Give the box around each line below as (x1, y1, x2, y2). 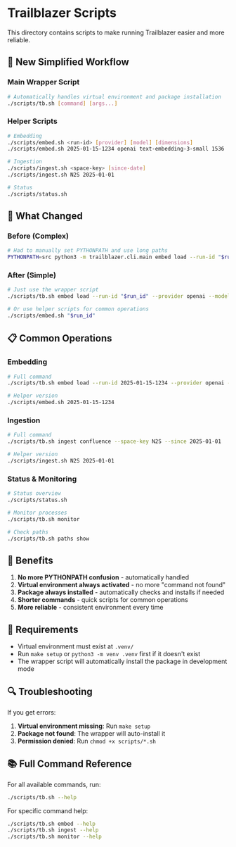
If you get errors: (7, 708, 56, 716)
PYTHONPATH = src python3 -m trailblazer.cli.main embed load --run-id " (7, 253, 221, 261)
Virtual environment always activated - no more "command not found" (17, 581, 226, 589)
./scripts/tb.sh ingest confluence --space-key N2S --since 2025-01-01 (7, 438, 221, 445)
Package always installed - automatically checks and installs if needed (17, 588, 225, 596)
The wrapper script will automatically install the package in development (17, 657, 228, 666)
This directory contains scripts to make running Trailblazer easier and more (7, 28, 225, 37)
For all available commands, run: (7, 780, 101, 789)
